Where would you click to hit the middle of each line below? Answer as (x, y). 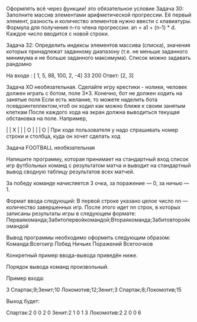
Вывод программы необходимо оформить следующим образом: (88, 237)
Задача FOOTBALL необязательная (51, 148)
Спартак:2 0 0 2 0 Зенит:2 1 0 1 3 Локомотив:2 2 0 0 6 (74, 313)
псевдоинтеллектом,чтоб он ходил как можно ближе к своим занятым (96, 106)
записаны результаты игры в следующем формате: (71, 213)
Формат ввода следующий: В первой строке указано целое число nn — (97, 201)
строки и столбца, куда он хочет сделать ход (63, 136)
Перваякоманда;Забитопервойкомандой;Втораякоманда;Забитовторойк (98, 220)
